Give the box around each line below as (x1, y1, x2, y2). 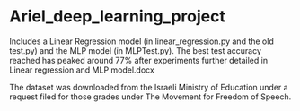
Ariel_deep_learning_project (9, 6, 226, 27)
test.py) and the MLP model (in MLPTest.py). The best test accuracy (9, 45, 262, 55)
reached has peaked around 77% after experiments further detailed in (9, 55, 268, 65)
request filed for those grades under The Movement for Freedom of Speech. (9, 91, 292, 102)
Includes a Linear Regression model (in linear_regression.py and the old (9, 36, 274, 47)
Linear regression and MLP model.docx (9, 64, 154, 75)
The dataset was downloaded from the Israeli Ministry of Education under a (9, 81, 289, 92)
